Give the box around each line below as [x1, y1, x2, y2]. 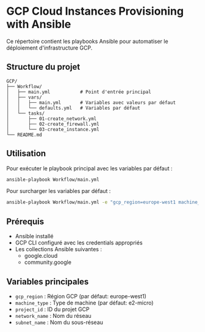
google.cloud [24, 252, 58, 260]
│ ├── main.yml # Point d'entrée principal [6, 89, 151, 95]
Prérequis [6, 216, 45, 227]
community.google [24, 258, 72, 266]
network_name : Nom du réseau [15, 312, 92, 319]
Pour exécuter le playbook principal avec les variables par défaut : [6, 164, 173, 172]
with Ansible [6, 17, 71, 31]
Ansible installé [15, 233, 54, 240]
